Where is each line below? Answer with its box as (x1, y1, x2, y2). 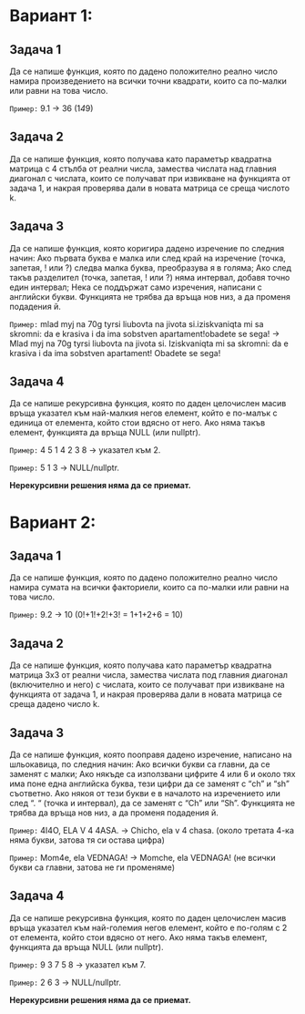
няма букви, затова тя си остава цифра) (9, 835, 166, 845)
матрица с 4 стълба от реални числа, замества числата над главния (9, 163, 277, 174)
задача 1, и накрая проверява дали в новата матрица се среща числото (9, 182, 290, 193)
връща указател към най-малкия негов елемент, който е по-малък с (9, 407, 278, 419)
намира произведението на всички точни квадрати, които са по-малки (9, 76, 287, 87)
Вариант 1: (9, 5, 93, 26)
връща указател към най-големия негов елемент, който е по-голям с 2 (9, 922, 288, 933)
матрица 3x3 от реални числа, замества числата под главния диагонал (9, 670, 289, 681)
